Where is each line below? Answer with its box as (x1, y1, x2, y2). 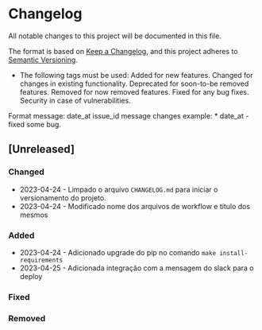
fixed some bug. (8, 119, 62, 129)
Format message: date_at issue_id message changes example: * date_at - (8, 111, 249, 120)
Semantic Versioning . (8, 55, 78, 64)
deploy (19, 271, 43, 281)
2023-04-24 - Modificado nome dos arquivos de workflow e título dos (19, 201, 251, 211)
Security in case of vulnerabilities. (19, 95, 131, 105)
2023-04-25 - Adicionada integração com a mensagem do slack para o (19, 263, 254, 273)
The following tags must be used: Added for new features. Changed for (19, 70, 253, 80)
